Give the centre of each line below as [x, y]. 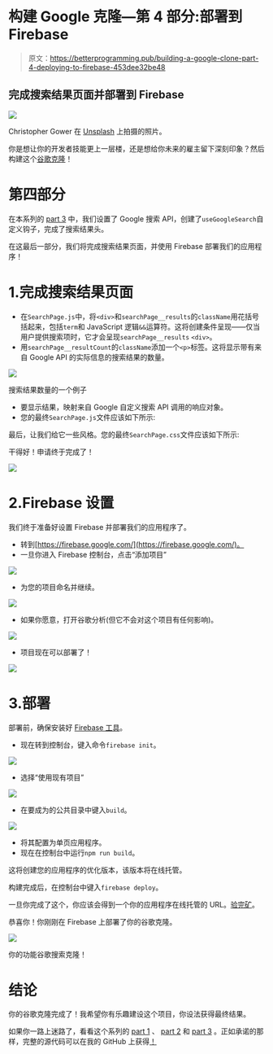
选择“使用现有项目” [52, 777]
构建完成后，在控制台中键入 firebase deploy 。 [86, 887]
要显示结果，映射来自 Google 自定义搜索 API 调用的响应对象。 [124, 407]
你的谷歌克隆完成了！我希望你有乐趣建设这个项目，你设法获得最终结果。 [129, 1014]
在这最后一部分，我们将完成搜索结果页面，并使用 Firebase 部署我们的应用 [132, 246]
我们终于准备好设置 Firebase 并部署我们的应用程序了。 [100, 527]
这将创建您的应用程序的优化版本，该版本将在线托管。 [97, 870]
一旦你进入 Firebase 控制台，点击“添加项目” [93, 554]
